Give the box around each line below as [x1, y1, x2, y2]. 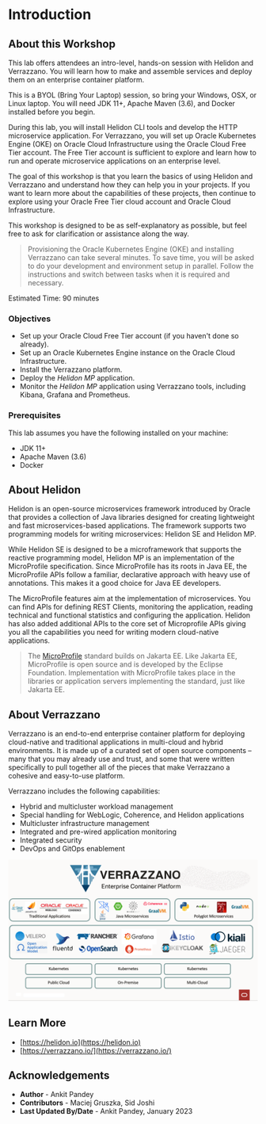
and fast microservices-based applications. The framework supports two [8, 521, 247, 530]
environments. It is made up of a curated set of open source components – [8, 746, 252, 755]
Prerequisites [8, 410, 61, 421]
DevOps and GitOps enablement [19, 844, 125, 854]
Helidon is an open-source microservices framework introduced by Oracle [8, 504, 251, 514]
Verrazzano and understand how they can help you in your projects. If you [8, 180, 251, 189]
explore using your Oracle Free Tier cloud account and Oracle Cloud [8, 197, 231, 206]
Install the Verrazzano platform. [19, 365, 123, 374]
